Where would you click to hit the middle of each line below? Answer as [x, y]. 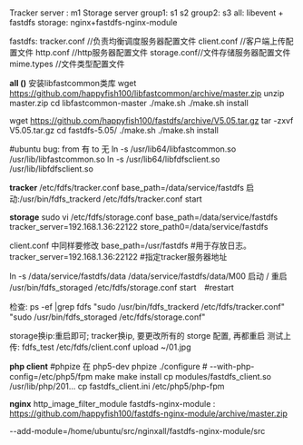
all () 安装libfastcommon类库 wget [73, 84]
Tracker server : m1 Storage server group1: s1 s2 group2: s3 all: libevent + [147, 13]
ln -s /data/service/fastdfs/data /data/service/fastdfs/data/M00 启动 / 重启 [148, 276]
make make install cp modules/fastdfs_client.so [183, 377]
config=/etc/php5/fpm [51, 377]
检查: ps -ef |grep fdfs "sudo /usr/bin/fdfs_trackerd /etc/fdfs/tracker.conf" [147, 307]
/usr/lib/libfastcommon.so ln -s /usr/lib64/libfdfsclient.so [115, 159]
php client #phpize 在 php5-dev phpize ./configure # [108, 367]
